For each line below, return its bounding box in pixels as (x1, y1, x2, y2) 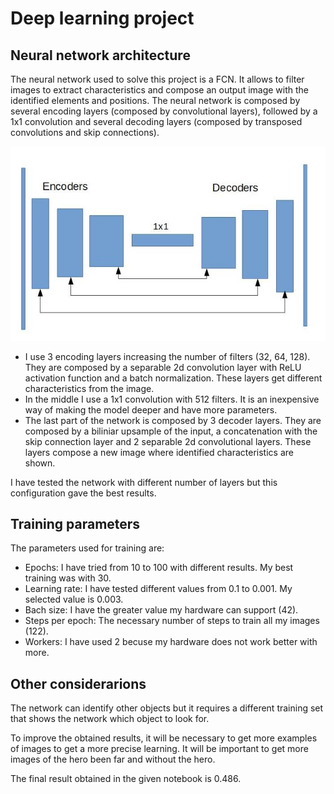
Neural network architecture (10, 47, 191, 64)
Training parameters (10, 515, 141, 532)
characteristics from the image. (24, 382, 155, 394)
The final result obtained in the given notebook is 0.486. (10, 773, 242, 785)
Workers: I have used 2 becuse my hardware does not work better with (24, 636, 318, 648)
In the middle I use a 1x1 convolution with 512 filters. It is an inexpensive (24, 393, 320, 405)
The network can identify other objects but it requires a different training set (10, 702, 324, 714)
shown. (24, 457, 56, 469)
